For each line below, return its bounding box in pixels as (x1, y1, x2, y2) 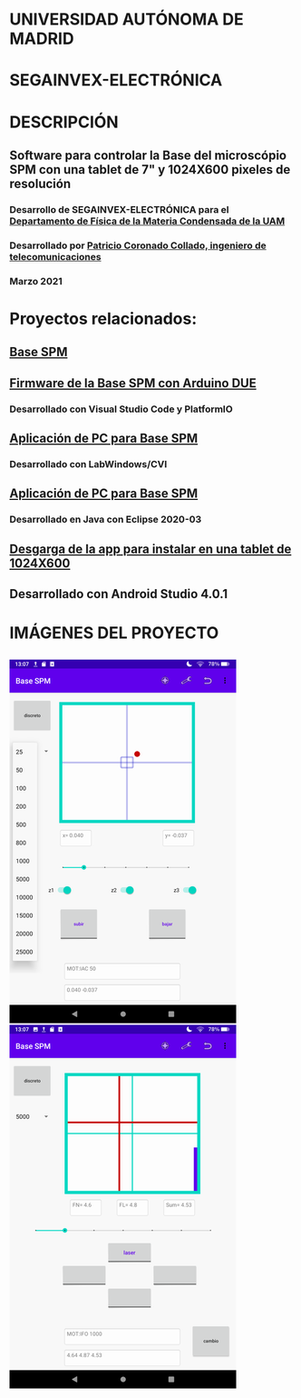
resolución (9, 175, 71, 191)
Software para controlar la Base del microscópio (9, 147, 287, 163)
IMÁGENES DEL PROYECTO (9, 623, 219, 644)
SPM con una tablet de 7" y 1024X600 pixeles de (9, 162, 291, 177)
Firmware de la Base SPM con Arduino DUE (9, 375, 257, 391)
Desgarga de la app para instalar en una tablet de (9, 541, 292, 556)
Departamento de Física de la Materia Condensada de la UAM (9, 215, 286, 227)
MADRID (9, 28, 74, 49)
